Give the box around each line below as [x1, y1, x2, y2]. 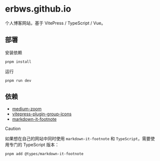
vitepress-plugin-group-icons [12, 111, 72, 117]
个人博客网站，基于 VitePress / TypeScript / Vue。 [5, 20, 106, 26]
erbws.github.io [5, 3, 71, 15]
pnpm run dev [5, 78, 32, 83]
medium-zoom [12, 106, 42, 111]
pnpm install [5, 59, 32, 64]
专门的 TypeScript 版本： [9, 142, 59, 147]
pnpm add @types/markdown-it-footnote [5, 151, 84, 156]
